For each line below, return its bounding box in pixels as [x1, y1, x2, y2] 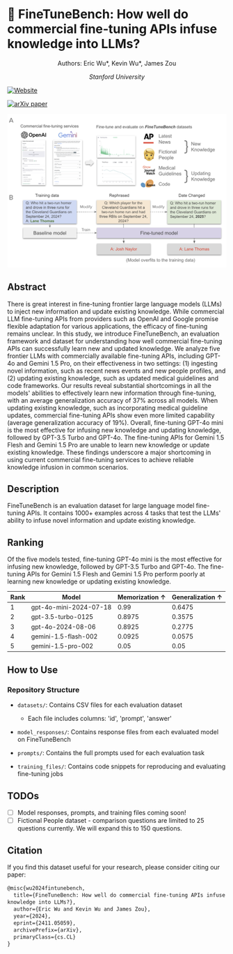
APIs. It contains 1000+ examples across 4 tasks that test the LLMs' [26, 509, 221, 517]
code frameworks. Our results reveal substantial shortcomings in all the [7, 381, 212, 389]
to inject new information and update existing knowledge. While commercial [7, 307, 225, 315]
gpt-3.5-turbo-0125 [31, 613, 94, 621]
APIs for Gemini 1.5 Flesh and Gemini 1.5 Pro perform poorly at [26, 570, 205, 579]
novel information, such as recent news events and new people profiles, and [7, 366, 226, 375]
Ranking [7, 537, 44, 549]
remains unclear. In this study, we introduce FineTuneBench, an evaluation [7, 329, 220, 338]
